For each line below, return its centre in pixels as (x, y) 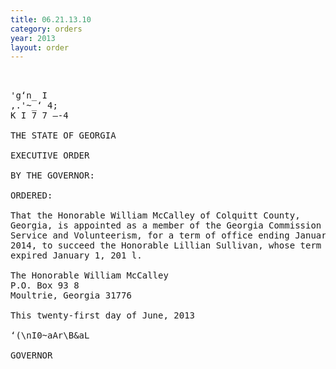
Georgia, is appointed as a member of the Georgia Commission (166, 225)
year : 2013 (33, 38)
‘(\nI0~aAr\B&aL (50, 335)
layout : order (40, 47)
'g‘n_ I (29, 95)
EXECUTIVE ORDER (50, 155)
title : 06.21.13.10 (51, 19)
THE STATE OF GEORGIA (63, 135)
